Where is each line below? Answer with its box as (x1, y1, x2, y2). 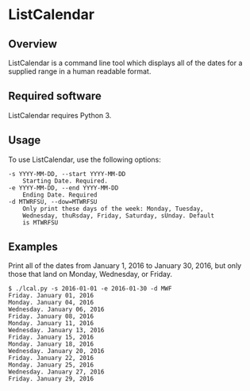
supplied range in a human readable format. (8, 67, 152, 76)
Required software (8, 90, 102, 103)
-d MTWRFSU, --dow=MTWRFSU (8, 197, 98, 205)
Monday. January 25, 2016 (8, 361, 94, 370)
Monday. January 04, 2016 (8, 299, 94, 307)
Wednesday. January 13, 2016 (8, 327, 105, 335)
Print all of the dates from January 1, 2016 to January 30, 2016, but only (8, 261, 242, 270)
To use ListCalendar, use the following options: (8, 155, 161, 164)
